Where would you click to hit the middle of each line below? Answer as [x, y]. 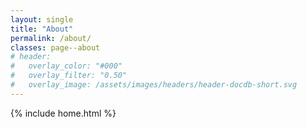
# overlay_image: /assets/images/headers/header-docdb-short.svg [154, 85]
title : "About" [42, 29]
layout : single [42, 19]
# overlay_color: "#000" [66, 66]
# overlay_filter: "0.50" [69, 76]
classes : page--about [55, 47]
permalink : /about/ [51, 38]
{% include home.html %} [63, 113]
